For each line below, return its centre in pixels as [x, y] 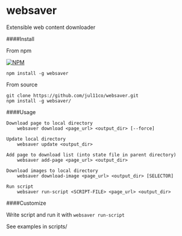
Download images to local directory [52, 171]
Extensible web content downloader [51, 27]
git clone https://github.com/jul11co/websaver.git [72, 95]
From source [22, 85]
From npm [19, 50]
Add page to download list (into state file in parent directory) [91, 155]
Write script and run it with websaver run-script [65, 214]
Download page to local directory [50, 123]
